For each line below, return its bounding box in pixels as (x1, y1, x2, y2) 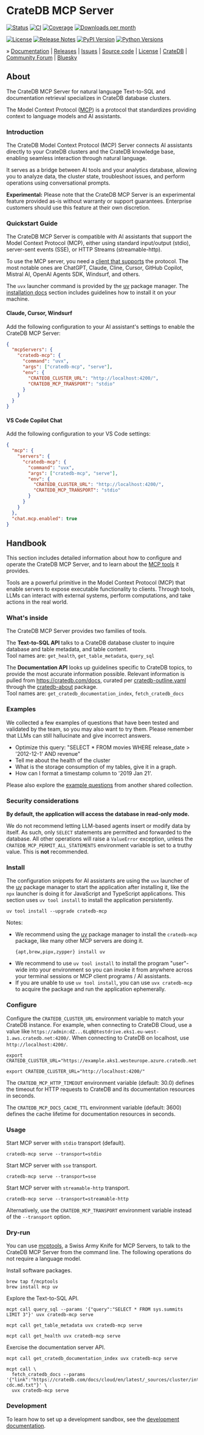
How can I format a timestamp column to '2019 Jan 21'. (15, 769, 153, 777)
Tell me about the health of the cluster (15, 756, 110, 764)
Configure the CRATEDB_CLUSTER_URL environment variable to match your (6, 1015, 185, 1022)
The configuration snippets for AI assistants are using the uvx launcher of (6, 877, 189, 884)
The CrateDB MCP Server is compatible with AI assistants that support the (6, 233, 192, 241)
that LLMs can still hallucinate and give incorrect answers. (6, 732, 152, 739)
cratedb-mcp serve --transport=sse (6, 1173, 97, 1179)
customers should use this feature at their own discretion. (6, 204, 151, 211)
